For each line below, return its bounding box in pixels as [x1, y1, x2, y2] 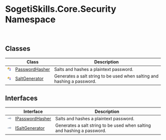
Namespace [5, 14, 56, 25]
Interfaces [5, 94, 38, 102]
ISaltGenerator [15, 125, 45, 131]
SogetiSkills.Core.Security [5, 3, 117, 15]
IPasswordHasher [15, 115, 51, 121]
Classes [5, 44, 31, 53]
